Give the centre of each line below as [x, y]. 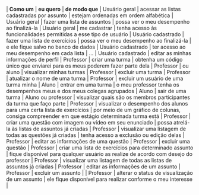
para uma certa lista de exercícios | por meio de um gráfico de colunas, [94, 110]
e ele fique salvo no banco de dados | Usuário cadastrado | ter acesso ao [96, 47]
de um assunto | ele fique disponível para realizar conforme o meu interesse [99, 179]
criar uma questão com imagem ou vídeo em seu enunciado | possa [89, 122]
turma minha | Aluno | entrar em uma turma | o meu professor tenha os [93, 85]
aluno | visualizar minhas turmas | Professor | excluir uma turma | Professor [98, 72]
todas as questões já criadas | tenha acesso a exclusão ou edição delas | [96, 135]
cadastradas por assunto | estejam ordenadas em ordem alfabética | [90, 15]
